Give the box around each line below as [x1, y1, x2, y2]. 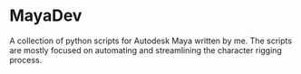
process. [9, 54, 43, 65]
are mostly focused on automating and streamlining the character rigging [9, 44, 283, 55]
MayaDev [9, 5, 83, 26]
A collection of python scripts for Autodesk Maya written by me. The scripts [9, 35, 293, 46]
